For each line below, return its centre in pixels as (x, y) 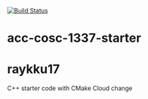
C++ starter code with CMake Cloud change (70, 88)
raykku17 (33, 69)
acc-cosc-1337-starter (74, 38)
